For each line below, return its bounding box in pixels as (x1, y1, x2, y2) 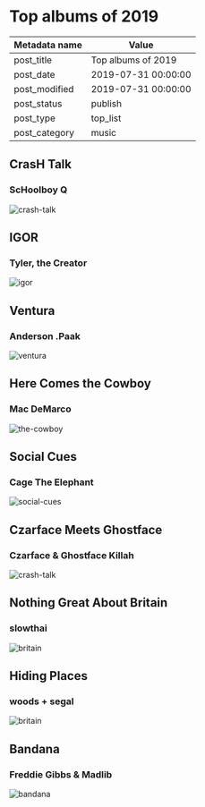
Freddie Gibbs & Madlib (9, 768, 113, 780)
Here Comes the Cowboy (9, 376, 152, 391)
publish (90, 97, 123, 109)
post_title (13, 54, 52, 66)
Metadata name (13, 38, 82, 51)
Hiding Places (9, 668, 88, 684)
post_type (13, 112, 56, 124)
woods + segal (9, 695, 74, 708)
